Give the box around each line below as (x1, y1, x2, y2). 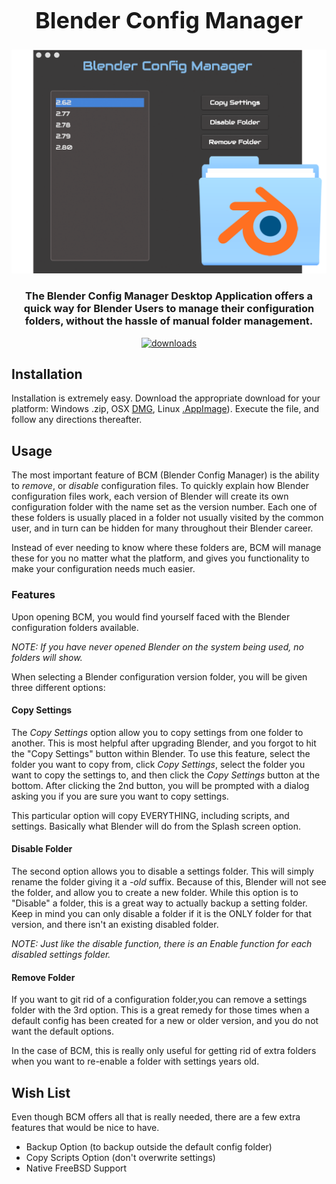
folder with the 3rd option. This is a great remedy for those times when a (11, 1004, 310, 1016)
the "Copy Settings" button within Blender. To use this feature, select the (11, 747, 311, 759)
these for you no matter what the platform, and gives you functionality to (11, 552, 310, 564)
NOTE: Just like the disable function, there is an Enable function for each (11, 937, 313, 949)
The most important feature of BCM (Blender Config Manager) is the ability (11, 469, 320, 481)
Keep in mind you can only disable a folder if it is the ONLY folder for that (11, 907, 313, 919)
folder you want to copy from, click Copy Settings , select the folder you (11, 758, 306, 770)
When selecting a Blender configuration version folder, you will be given (11, 670, 308, 683)
